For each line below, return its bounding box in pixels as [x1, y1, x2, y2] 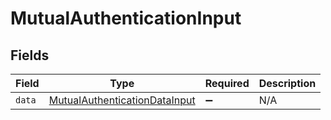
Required [204, 77, 250, 90]
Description [258, 77, 317, 90]
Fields [10, 47, 50, 64]
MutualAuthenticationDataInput [48, 93, 196, 107]
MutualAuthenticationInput [10, 7, 242, 30]
